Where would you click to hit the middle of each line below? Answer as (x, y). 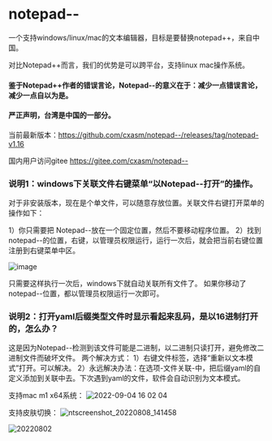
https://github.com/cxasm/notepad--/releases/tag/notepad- (158, 135)
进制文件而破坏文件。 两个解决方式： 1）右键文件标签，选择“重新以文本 (127, 358)
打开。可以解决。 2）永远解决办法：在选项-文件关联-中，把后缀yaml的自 (140, 368)
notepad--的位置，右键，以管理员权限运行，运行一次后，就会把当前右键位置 (136, 241)
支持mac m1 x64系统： (46, 396)
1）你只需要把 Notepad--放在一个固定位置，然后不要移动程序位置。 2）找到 (135, 230)
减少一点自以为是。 (41, 95)
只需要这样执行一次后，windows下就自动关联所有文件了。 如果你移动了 (127, 284)
